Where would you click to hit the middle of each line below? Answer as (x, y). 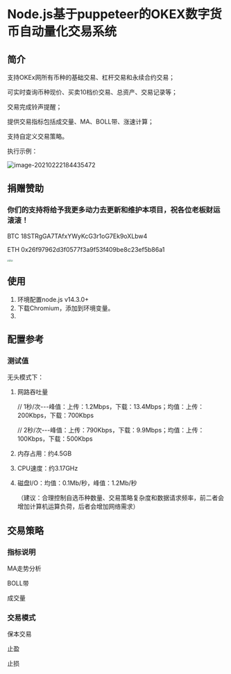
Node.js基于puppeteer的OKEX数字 (109, 14)
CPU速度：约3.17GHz (48, 469)
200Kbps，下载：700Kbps (55, 415)
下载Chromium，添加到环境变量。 (66, 308)
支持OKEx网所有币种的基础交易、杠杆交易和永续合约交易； (91, 77)
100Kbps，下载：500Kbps (55, 439)
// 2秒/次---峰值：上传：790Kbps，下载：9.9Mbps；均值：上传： (111, 430)
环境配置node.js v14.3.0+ (53, 299)
